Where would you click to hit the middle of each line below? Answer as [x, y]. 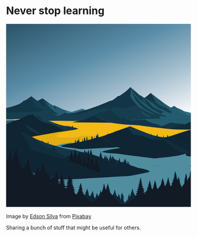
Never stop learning [55, 11]
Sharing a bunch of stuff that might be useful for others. [74, 228]
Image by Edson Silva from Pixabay [49, 216]
